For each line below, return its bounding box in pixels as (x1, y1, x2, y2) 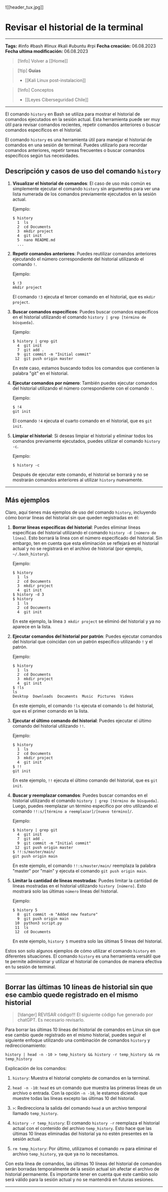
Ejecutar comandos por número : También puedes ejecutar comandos (12, 380, 157, 386)
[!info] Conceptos (17, 87, 54, 93)
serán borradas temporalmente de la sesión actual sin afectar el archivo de (5, 1166, 159, 1172)
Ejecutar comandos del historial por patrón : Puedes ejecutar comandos (12, 633, 162, 639)
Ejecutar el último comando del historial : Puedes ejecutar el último (12, 717, 151, 724)
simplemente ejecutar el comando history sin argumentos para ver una (12, 185, 160, 191)
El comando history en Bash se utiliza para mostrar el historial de (5, 111, 140, 117)
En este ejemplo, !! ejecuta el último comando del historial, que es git (12, 777, 158, 783)
